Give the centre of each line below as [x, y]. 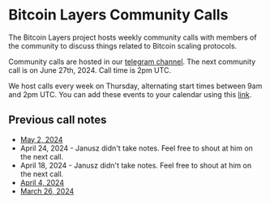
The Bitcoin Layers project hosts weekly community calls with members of [133, 37]
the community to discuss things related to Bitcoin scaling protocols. [123, 45]
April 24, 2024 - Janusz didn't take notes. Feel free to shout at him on [137, 148]
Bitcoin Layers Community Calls [118, 15]
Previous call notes [58, 120]
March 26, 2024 [47, 191]
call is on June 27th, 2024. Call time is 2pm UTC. [90, 70]
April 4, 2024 [42, 182]
